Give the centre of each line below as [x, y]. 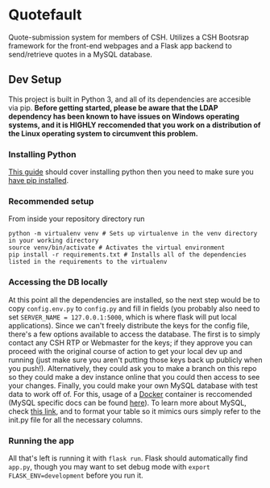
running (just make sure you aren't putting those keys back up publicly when [136, 360]
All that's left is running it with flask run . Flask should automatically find [128, 458]
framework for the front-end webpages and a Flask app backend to [120, 45]
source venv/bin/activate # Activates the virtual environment [117, 248]
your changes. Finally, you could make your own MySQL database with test [133, 386]
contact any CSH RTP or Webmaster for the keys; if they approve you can [131, 342]
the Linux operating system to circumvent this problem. [104, 133]
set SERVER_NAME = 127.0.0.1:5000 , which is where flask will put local [123, 317]
